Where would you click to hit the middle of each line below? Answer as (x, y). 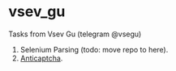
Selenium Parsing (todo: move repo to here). (94, 49)
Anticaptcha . (41, 58)
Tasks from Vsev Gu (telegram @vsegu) (75, 34)
